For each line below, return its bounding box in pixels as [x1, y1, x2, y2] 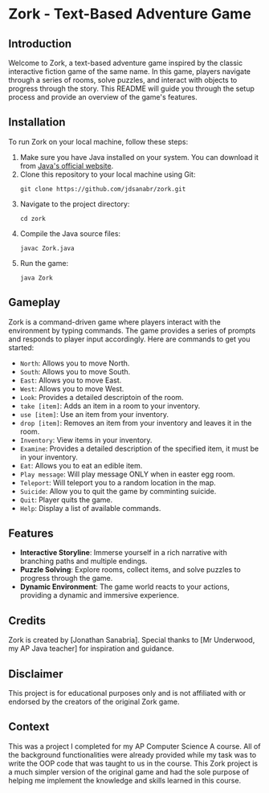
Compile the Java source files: [19, 228, 121, 238]
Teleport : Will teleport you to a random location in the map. [19, 477, 217, 487]
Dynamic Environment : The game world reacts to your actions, [19, 582, 230, 591]
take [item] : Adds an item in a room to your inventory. [19, 401, 201, 411]
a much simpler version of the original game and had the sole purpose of [8, 766, 250, 776]
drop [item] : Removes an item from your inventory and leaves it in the [19, 418, 252, 427]
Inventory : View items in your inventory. [19, 435, 153, 444]
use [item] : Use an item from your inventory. [19, 409, 169, 419]
